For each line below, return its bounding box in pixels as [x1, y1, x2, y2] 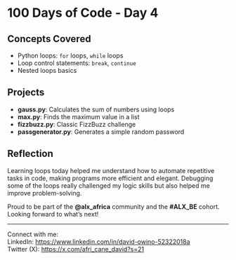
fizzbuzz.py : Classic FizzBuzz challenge [17, 120, 136, 128]
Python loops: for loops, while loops [17, 51, 124, 60]
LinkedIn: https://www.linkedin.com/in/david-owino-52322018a [7, 237, 191, 246]
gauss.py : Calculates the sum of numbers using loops [17, 105, 175, 114]
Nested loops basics [17, 67, 77, 74]
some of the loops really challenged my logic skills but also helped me [7, 181, 211, 190]
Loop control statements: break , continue [17, 59, 137, 67]
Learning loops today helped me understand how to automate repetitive [7, 166, 215, 175]
